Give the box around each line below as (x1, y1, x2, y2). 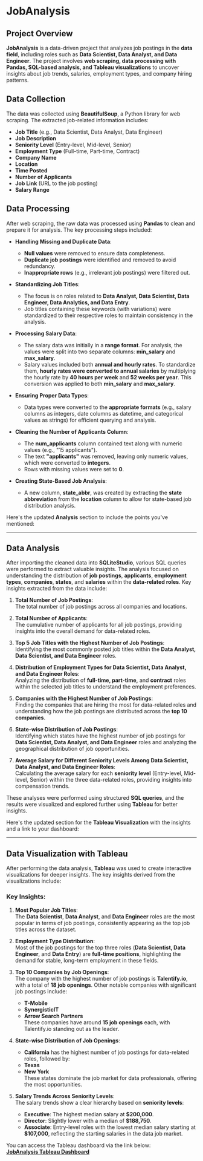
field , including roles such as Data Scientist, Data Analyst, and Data (6, 51, 178, 58)
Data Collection (6, 94, 66, 104)
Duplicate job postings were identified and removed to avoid (24, 256, 176, 263)
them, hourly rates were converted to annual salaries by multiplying (24, 367, 196, 374)
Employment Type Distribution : (14, 937, 95, 944)
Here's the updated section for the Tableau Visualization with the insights (6, 819, 192, 826)
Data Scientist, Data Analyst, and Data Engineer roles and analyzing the (14, 739, 197, 746)
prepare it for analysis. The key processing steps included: (6, 226, 152, 234)
